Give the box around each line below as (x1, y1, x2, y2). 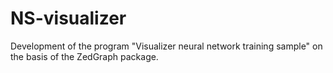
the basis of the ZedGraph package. (10, 50, 159, 62)
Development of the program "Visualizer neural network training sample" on (10, 40, 323, 52)
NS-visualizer (10, 7, 127, 30)
